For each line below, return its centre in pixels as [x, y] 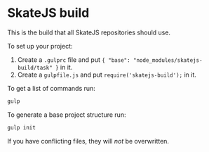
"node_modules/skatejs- [168, 60]
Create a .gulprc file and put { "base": [74, 59]
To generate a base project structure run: [67, 115]
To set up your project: [40, 46]
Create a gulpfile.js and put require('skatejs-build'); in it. [107, 75]
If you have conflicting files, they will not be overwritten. [88, 141]
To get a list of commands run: [52, 88]
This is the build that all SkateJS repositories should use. [89, 32]
